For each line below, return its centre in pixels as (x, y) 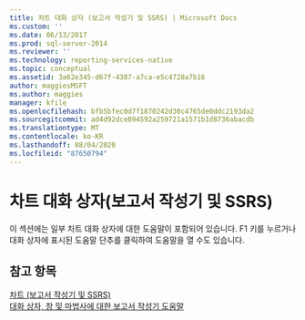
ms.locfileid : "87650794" (58, 153)
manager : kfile (38, 103)
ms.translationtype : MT (55, 129)
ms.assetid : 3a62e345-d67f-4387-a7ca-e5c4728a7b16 (107, 77)
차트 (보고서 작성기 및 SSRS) (60, 295)
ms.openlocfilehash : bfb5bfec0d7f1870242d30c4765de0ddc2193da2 (132, 111)
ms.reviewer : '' (40, 52)
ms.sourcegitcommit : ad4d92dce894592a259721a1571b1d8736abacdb (132, 119)
